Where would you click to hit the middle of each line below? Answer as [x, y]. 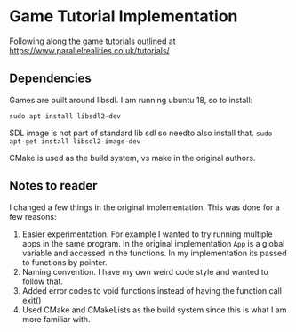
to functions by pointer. [65, 262]
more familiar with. [56, 319]
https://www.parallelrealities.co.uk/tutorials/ [90, 50]
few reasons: [33, 216]
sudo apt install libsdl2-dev [65, 116]
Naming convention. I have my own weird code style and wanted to [145, 271]
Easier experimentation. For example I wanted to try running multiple [147, 234]
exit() [32, 300]
